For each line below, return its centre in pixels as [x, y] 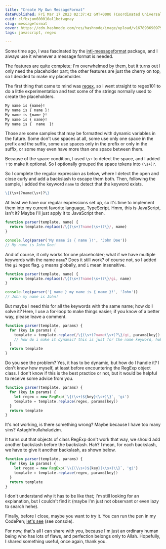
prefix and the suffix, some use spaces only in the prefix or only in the [76, 144]
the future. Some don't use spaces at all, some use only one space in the [79, 138]
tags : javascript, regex [31, 33]
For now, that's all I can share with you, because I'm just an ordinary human [82, 531]
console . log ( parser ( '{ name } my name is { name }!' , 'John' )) [72, 292]
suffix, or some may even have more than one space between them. [74, 149]
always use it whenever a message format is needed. [59, 56]
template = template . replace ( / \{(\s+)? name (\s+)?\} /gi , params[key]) [87, 335]
